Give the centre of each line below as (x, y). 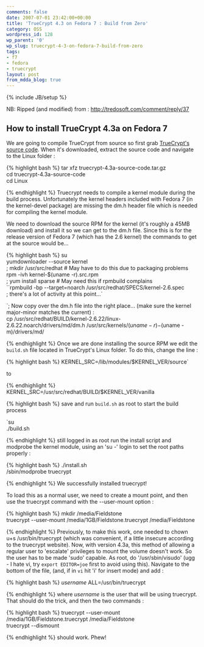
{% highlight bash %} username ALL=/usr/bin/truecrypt (76, 582)
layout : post (23, 74)
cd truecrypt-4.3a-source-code (46, 174)
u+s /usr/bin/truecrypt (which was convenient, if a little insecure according (100, 538)
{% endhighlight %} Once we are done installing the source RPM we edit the (102, 343)
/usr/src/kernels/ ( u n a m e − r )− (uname (133, 325)
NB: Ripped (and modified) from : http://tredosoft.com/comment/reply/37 (98, 109)
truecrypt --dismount (33, 625)
